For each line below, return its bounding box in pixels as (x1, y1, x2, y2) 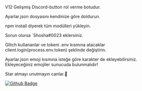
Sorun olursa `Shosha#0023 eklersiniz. (5, 33, 83, 38)
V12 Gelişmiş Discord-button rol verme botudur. (5, 4, 101, 10)
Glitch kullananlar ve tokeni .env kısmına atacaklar (5, 42, 105, 48)
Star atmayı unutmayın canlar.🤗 (5, 71, 68, 77)
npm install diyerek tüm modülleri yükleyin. (5, 23, 91, 29)
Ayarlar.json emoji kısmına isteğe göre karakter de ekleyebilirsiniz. (5, 56, 138, 62)
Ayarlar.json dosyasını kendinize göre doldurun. (5, 14, 101, 19)
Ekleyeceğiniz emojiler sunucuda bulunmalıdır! (5, 62, 99, 67)
